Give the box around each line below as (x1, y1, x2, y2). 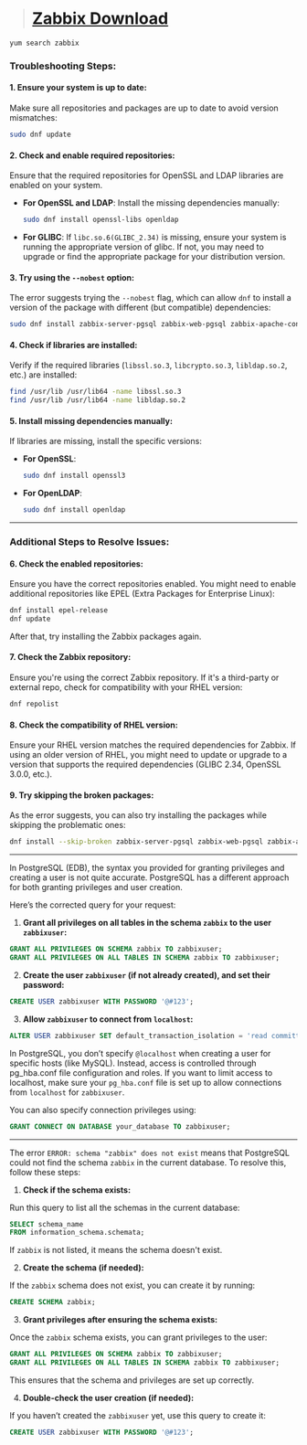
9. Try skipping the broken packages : (9, 790, 154, 801)
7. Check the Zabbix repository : (9, 652, 132, 663)
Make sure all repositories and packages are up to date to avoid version (9, 102, 279, 113)
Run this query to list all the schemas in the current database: (9, 1202, 240, 1213)
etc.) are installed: (9, 369, 78, 380)
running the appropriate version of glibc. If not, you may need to (22, 241, 265, 252)
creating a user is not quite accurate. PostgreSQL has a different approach (9, 872, 290, 883)
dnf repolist (9, 699, 59, 709)
